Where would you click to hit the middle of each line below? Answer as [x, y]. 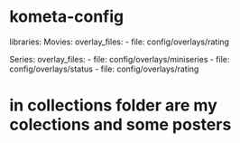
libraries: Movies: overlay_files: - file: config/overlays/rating [120, 42]
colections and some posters [120, 125]
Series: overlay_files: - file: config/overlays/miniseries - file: [120, 59]
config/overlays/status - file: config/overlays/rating [104, 69]
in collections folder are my [114, 105]
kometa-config [67, 17]
